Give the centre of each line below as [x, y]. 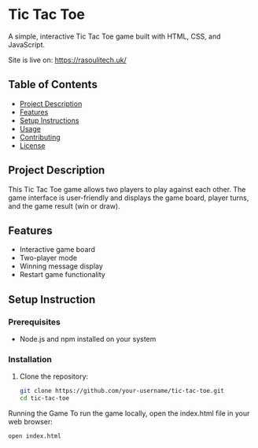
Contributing [40, 137]
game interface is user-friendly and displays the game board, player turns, [129, 198]
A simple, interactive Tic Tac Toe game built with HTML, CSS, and [115, 36]
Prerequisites [34, 322]
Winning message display [61, 266]
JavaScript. [27, 44]
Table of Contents [53, 85]
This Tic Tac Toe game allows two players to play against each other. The [127, 189]
